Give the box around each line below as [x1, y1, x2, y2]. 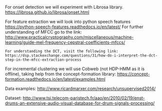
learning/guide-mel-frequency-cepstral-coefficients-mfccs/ [5, 39, 126, 45]
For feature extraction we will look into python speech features [5, 19, 131, 24]
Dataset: [5, 95, 22, 101]
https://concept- [117, 71, 150, 77]
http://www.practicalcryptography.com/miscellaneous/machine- [5, 34, 134, 40]
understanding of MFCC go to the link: [5, 29, 82, 35]
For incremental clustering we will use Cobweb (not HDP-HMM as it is [5, 66, 145, 72]
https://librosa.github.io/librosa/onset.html [5, 9, 90, 15]
